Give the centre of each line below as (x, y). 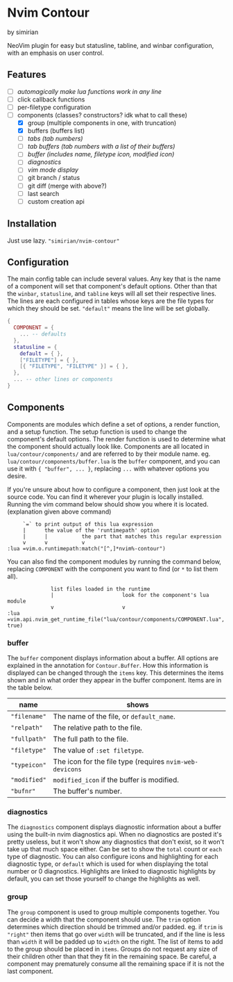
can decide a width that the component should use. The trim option (104, 919)
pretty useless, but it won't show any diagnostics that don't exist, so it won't (115, 842)
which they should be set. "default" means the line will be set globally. (109, 309)
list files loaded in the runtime (101, 589)
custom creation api (56, 201)
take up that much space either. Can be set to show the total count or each (115, 849)
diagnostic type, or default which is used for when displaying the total (108, 864)
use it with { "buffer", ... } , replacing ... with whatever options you (108, 468)
